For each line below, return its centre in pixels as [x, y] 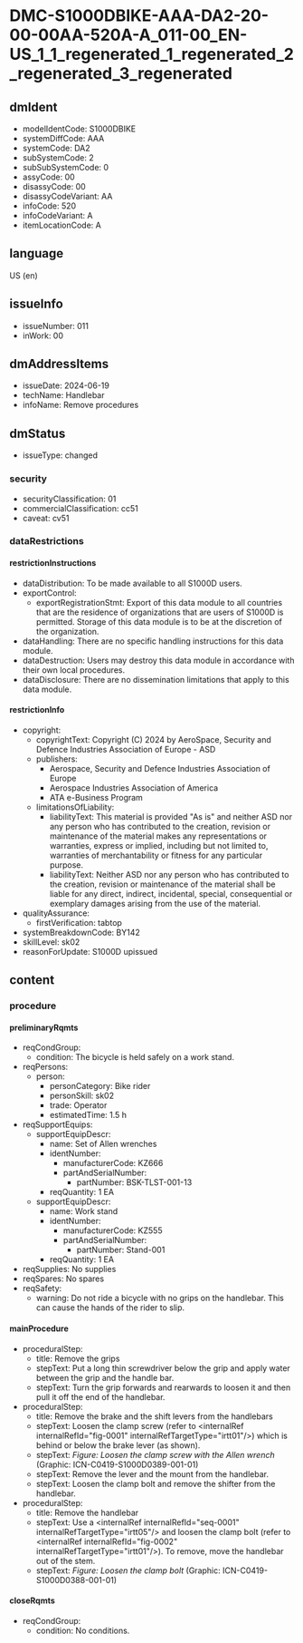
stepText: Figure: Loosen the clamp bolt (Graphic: [128, 1570]
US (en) [24, 275]
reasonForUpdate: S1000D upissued [90, 951]
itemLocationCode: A [62, 225]
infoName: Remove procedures [80, 405]
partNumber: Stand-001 [121, 1250]
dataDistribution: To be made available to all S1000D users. [132, 583]
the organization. [67, 631]
